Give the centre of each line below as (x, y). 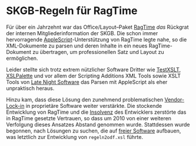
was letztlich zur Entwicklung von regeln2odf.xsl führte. (75, 137)
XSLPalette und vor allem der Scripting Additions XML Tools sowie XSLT (94, 76)
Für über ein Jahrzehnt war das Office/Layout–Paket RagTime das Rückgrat (98, 27)
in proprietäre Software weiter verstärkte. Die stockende (94, 106)
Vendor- (174, 99)
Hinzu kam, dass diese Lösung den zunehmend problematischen (85, 99)
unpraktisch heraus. (30, 88)
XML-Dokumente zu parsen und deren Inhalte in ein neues (77, 46)
